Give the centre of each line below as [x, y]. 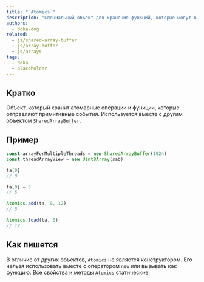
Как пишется [32, 245]
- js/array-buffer [35, 46]
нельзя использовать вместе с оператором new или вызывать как [92, 266]
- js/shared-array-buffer [45, 40]
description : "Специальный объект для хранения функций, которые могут [99, 18]
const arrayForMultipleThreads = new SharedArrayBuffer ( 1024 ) [87, 154]
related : [17, 35]
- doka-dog [25, 29]
